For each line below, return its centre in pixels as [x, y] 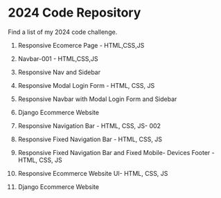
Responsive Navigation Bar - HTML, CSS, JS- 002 [89, 125]
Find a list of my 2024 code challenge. [63, 32]
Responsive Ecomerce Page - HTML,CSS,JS [81, 45]
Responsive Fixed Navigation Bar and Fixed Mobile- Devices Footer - [116, 152]
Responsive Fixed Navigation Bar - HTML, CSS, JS [90, 139]
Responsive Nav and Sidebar [59, 72]
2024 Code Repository [74, 13]
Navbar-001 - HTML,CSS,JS [58, 58]
